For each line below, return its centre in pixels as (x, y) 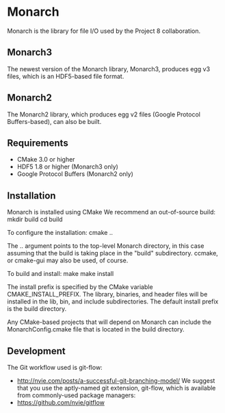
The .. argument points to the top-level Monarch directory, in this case (106, 246)
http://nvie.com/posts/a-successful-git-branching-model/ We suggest (116, 380)
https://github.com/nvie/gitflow (61, 402)
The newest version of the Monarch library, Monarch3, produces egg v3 (109, 68)
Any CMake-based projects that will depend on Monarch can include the (109, 322)
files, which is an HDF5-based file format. (66, 76)
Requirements (38, 143)
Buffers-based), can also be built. (54, 121)
